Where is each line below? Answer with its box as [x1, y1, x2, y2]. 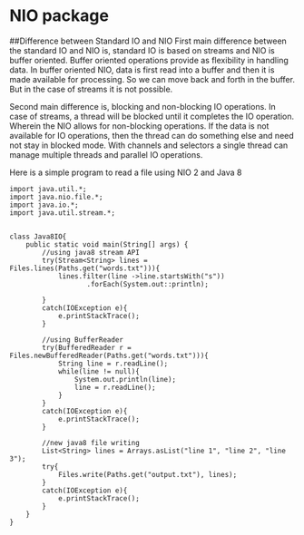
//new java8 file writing [42, 438, 141, 447]
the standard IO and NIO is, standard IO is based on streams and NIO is [9, 44, 275, 55]
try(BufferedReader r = [42, 343, 132, 352]
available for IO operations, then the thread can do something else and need [9, 130, 295, 141]
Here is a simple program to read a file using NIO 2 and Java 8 [9, 167, 242, 178]
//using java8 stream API [42, 248, 141, 257]
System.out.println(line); [74, 374, 177, 384]
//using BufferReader [42, 335, 124, 345]
